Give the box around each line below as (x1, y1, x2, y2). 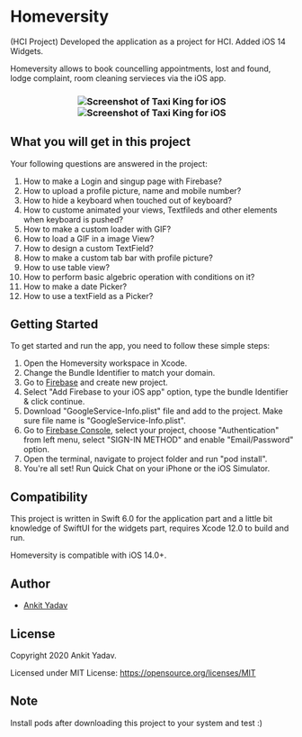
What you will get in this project (10, 134, 191, 150)
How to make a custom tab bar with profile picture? (22, 252, 214, 263)
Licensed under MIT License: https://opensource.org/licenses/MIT (10, 667, 256, 678)
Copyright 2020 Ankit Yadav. (10, 650, 118, 660)
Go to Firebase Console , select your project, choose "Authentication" (22, 425, 280, 436)
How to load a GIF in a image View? (22, 232, 155, 244)
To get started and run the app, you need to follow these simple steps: (10, 341, 271, 351)
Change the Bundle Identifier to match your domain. (22, 368, 216, 378)
